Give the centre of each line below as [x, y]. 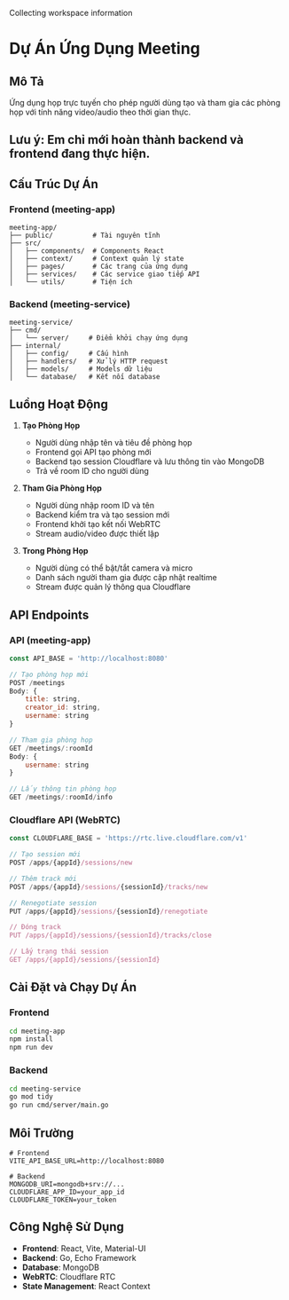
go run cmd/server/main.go [59, 1105]
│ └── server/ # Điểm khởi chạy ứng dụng [99, 338]
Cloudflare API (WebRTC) [65, 820]
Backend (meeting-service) [70, 304]
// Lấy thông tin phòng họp [63, 789]
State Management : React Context [86, 1286]
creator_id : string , [63, 708]
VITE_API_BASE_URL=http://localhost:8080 [87, 1161]
